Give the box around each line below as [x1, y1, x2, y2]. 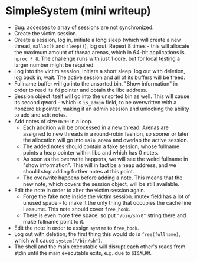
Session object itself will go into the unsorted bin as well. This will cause [14, 93, 190, 100]
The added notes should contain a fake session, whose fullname [22, 143, 180, 150]
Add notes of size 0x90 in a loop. [14, 117, 93, 125]
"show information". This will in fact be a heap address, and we [22, 161, 176, 169]
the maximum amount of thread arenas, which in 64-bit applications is [14, 48, 185, 55]
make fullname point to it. [22, 218, 85, 225]
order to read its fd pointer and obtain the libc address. [14, 86, 148, 93]
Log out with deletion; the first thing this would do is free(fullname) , [14, 230, 180, 237]
